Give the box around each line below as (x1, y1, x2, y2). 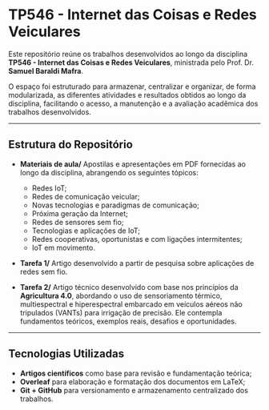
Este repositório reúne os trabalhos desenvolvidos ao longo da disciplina (8, 49, 248, 58)
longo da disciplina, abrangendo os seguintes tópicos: (19, 167, 199, 177)
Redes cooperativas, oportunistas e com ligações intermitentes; (31, 234, 243, 243)
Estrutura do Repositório (8, 138, 134, 151)
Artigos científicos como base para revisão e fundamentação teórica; (19, 368, 252, 378)
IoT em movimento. (31, 243, 96, 252)
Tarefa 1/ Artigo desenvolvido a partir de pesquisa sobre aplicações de (19, 258, 255, 267)
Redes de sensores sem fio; (31, 217, 124, 227)
